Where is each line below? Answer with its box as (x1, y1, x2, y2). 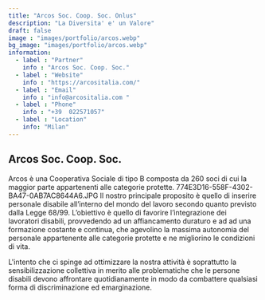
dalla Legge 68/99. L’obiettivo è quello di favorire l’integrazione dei (8, 207, 227, 217)
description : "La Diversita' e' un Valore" (8, 19, 155, 27)
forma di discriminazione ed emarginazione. (8, 282, 153, 292)
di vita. (8, 241, 30, 251)
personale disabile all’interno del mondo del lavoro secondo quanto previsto (8, 199, 257, 208)
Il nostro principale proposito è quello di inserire (99, 191, 257, 200)
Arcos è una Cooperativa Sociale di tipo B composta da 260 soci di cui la (8, 173, 247, 184)
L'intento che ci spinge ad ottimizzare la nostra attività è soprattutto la (8, 257, 237, 266)
